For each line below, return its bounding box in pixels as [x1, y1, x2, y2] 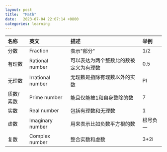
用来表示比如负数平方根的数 [70, 121, 135, 128]
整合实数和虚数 [70, 136, 105, 143]
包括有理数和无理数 [70, 108, 115, 115]
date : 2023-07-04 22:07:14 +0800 [5, 16, 79, 21]
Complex [29, 133, 51, 140]
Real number [29, 107, 59, 114]
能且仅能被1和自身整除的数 [70, 94, 134, 101]
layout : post [5, 7, 32, 12]
